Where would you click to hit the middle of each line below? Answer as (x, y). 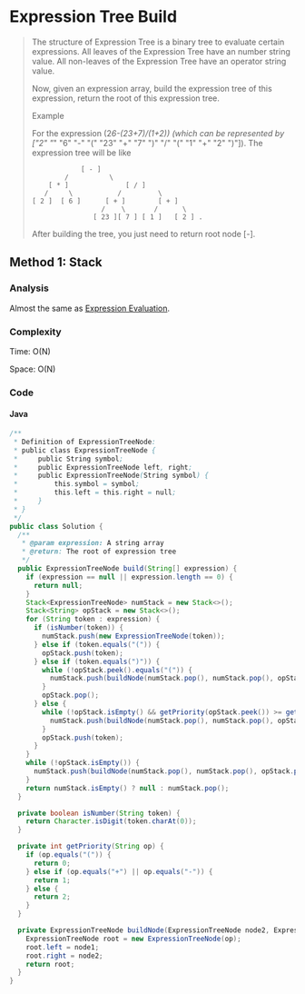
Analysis (30, 288)
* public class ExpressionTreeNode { (84, 450)
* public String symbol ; (69, 459)
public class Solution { (56, 526)
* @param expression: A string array (93, 543)
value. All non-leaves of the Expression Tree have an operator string (159, 61)
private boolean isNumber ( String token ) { (99, 813)
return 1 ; (52, 880)
